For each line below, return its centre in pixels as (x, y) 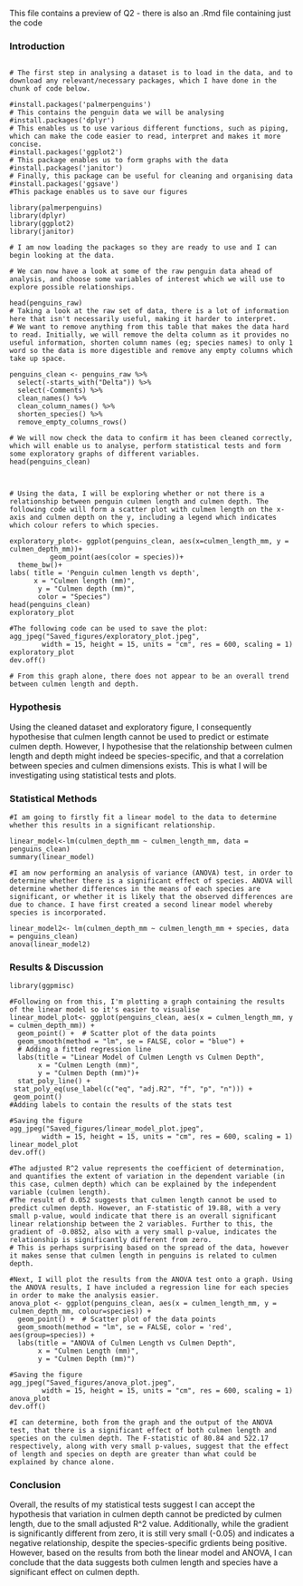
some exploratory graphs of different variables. (105, 454)
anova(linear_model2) (50, 944)
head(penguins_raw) (46, 303)
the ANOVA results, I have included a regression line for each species (149, 1287)
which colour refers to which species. (85, 525)
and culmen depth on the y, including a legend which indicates (153, 518)
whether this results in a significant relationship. (113, 825)
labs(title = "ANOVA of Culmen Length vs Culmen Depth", (127, 1343)
